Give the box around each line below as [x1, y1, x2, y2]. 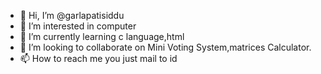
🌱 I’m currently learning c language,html [19, 31, 185, 42]
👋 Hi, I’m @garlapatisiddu [19, 10, 125, 21]
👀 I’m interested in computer [19, 20, 137, 32]
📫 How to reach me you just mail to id [19, 53, 178, 64]
